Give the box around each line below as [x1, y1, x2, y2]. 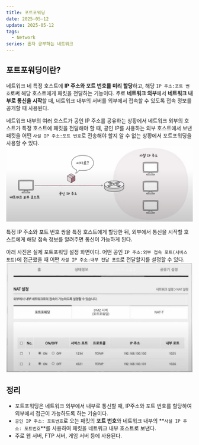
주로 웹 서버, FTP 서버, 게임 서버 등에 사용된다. [14, 432, 123, 439]
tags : [6, 29, 20, 35]
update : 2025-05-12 [6, 22, 54, 28]
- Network [11, 35, 36, 41]
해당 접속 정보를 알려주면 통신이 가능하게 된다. [26, 236, 133, 243]
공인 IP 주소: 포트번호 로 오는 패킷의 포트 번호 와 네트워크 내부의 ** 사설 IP [14, 417, 181, 424]
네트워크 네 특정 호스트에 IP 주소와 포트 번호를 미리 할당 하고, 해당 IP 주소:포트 [6, 82, 184, 89]
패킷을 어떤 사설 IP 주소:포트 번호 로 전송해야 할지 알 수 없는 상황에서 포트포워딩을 [6, 131, 192, 139]
